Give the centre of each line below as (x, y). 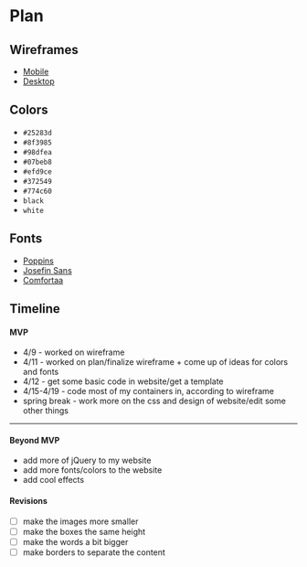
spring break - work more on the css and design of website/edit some (154, 401)
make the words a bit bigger (75, 541)
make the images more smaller (80, 521)
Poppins (38, 261)
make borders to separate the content (94, 552)
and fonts (41, 372)
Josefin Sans (48, 270)
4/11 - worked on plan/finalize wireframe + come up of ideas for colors (155, 362)
